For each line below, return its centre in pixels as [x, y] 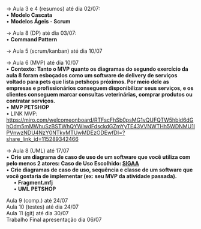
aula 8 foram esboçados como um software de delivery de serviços [92, 75]
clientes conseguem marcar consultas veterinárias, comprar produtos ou [100, 94]
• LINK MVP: [22, 114]
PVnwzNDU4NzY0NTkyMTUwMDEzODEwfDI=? [66, 132]
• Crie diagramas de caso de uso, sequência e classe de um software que [100, 170]
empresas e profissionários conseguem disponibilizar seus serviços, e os [100, 88]
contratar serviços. [31, 101]
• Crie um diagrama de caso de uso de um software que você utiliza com [98, 157]
